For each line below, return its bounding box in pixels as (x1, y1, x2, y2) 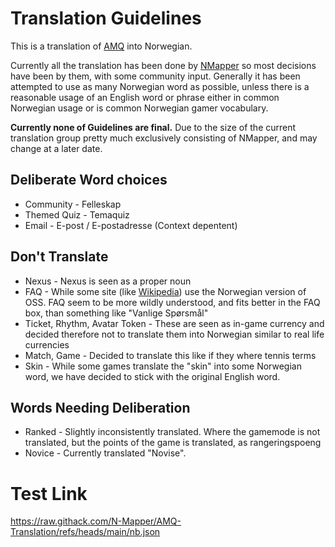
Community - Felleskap (24, 198, 122, 210)
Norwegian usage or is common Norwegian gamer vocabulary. (10, 102, 269, 114)
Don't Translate (10, 248, 109, 266)
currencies (24, 338, 70, 351)
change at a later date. (10, 142, 103, 154)
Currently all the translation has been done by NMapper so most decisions (10, 59, 317, 71)
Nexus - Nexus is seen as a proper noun (24, 275, 192, 287)
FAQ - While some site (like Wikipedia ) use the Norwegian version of (24, 285, 307, 297)
